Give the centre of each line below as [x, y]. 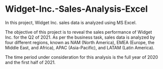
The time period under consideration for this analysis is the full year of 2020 [82, 57]
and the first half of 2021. [31, 62]
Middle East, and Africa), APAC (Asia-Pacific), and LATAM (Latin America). [80, 47]
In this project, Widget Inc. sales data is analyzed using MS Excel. [71, 23]
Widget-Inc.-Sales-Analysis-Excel [76, 9]
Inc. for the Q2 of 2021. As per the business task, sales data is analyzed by [80, 37]
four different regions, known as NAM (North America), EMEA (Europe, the [80, 42]
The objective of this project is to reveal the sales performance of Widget [79, 32]
